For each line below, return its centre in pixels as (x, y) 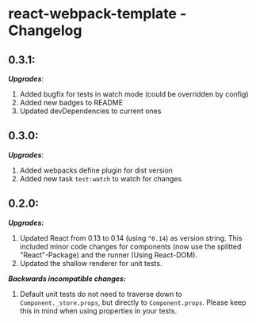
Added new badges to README (71, 103)
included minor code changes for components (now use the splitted (130, 246)
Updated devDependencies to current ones (90, 111)
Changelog (45, 30)
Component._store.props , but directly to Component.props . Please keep (133, 302)
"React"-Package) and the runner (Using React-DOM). (109, 255)
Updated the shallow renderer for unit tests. (91, 263)
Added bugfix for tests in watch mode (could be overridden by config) (134, 94)
